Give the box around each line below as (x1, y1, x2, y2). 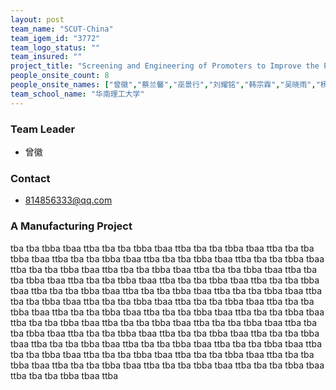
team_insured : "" (10, 52, 83, 62)
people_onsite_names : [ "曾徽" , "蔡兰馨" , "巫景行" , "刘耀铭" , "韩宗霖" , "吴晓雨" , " (10, 80, 321, 90)
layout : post (10, 14, 65, 25)
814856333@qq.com (24, 194, 113, 206)
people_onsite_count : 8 (10, 71, 110, 81)
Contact (10, 171, 51, 185)
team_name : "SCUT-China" (10, 24, 114, 34)
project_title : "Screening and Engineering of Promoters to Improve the (10, 61, 320, 71)
